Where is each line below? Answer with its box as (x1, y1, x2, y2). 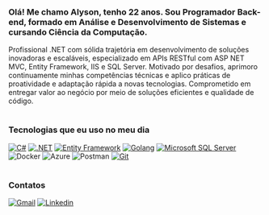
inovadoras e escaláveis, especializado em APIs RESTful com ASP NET (8, 53, 245, 63)
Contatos (8, 180, 46, 191)
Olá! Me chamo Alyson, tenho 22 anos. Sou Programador (8, 6, 236, 18)
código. (8, 96, 34, 106)
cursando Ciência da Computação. (8, 27, 148, 38)
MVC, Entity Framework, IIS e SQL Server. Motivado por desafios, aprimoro (8, 62, 258, 72)
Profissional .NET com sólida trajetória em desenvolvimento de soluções (8, 45, 250, 55)
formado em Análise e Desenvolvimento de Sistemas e (27, 16, 246, 27)
